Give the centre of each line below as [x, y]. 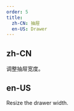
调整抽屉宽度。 [25, 69]
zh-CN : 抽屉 [26, 23]
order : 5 [17, 12]
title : [15, 18]
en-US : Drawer [29, 29]
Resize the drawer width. [37, 103]
